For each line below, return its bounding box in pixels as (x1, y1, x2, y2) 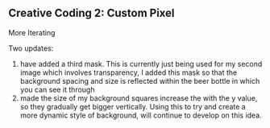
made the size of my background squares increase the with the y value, (19, 93, 258, 103)
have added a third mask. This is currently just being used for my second (19, 59, 263, 68)
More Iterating (8, 27, 56, 37)
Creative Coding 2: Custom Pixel (8, 6, 175, 20)
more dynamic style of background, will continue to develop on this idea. (19, 110, 262, 120)
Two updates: (8, 43, 54, 53)
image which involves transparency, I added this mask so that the (19, 68, 238, 77)
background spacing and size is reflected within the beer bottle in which (19, 76, 260, 85)
